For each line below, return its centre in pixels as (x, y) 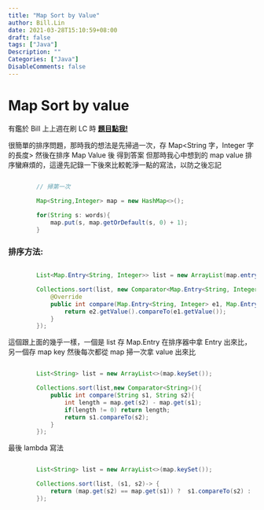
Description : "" (35, 52)
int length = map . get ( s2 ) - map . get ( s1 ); (133, 402)
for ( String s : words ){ (73, 216)
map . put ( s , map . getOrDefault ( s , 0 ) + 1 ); (119, 223)
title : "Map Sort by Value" (54, 15)
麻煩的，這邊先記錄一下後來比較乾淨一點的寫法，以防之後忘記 (121, 164)
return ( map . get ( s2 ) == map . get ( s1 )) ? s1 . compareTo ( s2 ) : (150, 492)
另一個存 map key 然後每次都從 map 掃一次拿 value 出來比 (102, 352)
